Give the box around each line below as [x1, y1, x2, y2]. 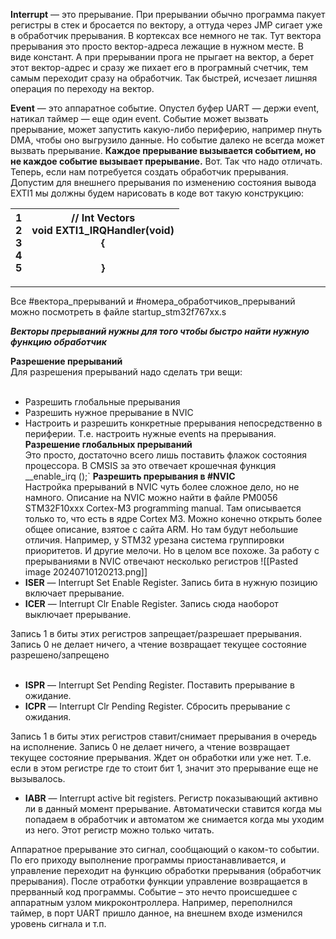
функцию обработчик [10, 336, 107, 348]
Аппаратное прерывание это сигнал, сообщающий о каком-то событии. [10, 844, 320, 855]
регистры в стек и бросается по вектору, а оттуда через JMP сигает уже [10, 19, 323, 31]
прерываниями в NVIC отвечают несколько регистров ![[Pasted [24, 555, 298, 567]
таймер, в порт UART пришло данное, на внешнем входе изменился [10, 907, 303, 919]
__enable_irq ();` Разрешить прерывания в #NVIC [24, 470, 236, 482]
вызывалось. [10, 773, 66, 784]
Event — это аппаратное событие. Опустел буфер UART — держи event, [10, 102, 320, 114]
